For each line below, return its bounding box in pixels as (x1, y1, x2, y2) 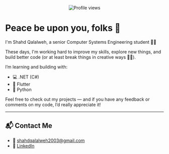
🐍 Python (12, 86, 32, 93)
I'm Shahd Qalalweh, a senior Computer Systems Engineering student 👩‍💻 (5, 39, 157, 45)
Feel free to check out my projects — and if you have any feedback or (5, 96, 150, 102)
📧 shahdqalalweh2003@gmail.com (12, 137, 85, 143)
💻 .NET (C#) (12, 73, 39, 80)
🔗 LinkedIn (12, 142, 35, 148)
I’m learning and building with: (5, 63, 68, 70)
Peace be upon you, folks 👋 (5, 23, 121, 34)
